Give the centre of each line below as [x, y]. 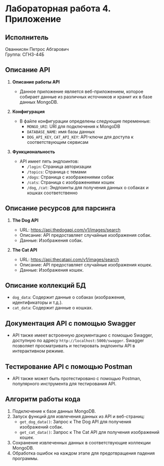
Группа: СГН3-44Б [25, 54]
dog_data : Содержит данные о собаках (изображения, [69, 297]
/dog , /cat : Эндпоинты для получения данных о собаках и [88, 187]
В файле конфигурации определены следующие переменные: [85, 121]
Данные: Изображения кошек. [51, 270]
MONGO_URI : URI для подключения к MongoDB [74, 126]
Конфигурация [29, 111]
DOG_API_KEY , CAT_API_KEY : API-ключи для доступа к [80, 137]
